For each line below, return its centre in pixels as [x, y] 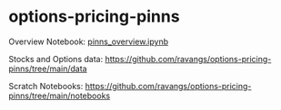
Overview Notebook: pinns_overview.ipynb [89, 41]
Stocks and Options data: [56, 59]
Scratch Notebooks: [46, 86]
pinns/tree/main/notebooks [60, 96]
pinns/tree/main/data [48, 69]
